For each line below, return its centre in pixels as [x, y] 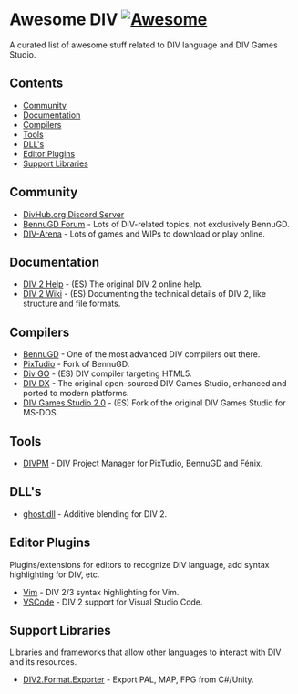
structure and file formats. [72, 304]
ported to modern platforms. [76, 394]
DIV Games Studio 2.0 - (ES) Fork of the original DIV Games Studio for [154, 403]
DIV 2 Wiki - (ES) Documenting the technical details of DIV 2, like [144, 294]
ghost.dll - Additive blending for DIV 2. [95, 514]
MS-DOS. [41, 413]
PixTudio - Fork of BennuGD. [76, 364]
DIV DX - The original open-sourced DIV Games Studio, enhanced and [154, 384]
